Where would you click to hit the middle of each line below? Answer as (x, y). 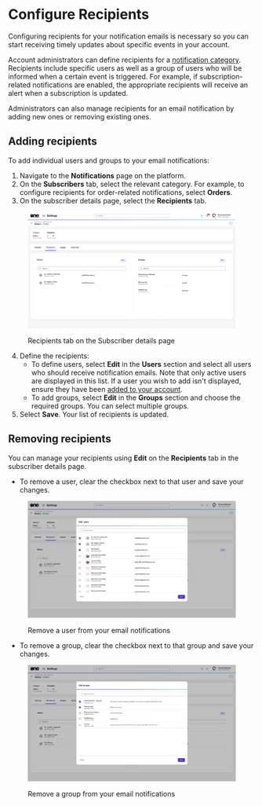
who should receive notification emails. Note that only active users (139, 372)
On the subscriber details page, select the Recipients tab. (113, 200)
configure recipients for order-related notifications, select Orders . (126, 192)
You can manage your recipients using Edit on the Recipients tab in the (124, 458)
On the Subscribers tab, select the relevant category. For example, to (132, 184)
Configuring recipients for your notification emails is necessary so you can (129, 36)
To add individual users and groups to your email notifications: (109, 160)
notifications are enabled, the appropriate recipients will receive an (140, 85)
